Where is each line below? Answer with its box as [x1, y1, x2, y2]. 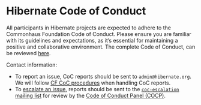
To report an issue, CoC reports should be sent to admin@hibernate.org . [14, 73, 192, 80]
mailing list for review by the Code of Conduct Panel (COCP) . [14, 92, 166, 99]
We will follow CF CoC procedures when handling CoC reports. [14, 79, 171, 86]
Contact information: [6, 61, 58, 68]
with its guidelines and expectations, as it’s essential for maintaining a [6, 37, 178, 44]
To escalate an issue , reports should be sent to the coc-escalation [14, 85, 179, 92]
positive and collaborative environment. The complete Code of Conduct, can [6, 43, 196, 50]
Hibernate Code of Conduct [6, 4, 146, 18]
